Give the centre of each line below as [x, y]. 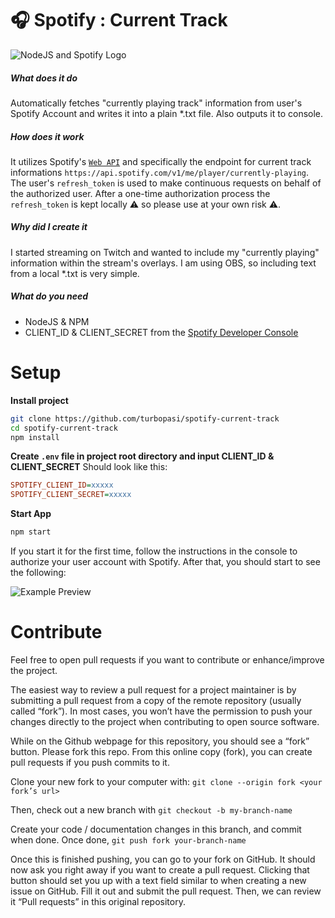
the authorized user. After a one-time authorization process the [140, 193]
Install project [39, 400]
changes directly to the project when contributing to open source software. [165, 721]
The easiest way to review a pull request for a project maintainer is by [153, 689]
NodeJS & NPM [57, 321]
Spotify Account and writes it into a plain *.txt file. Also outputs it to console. [167, 113]
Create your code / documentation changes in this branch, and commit [156, 829]
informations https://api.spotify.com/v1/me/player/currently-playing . [160, 172]
